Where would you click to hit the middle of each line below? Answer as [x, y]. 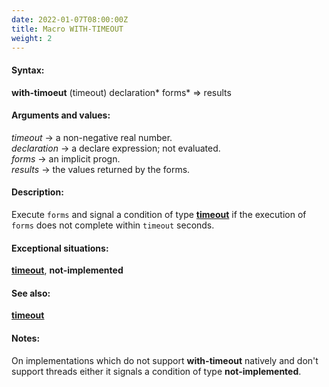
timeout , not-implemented [67, 270]
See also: [31, 293]
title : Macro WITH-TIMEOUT [67, 29]
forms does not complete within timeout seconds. [113, 225]
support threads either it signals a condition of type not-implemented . [156, 371]
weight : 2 [32, 38]
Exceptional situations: [60, 248]
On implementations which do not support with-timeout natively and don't [165, 360]
